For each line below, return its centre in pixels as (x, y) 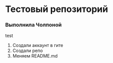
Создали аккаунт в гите (38, 45)
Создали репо (28, 50)
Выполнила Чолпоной (33, 25)
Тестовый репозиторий (57, 9)
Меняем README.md (35, 56)
